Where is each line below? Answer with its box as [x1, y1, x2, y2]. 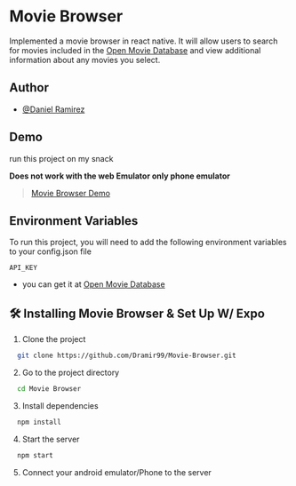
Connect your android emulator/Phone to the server [21, 466, 212, 477]
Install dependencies [21, 400, 100, 410]
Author [9, 80, 49, 95]
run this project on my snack [9, 153, 114, 163]
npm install [17, 418, 62, 426]
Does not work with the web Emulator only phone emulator [9, 171, 231, 181]
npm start [17, 450, 53, 459]
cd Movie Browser [17, 385, 82, 394]
